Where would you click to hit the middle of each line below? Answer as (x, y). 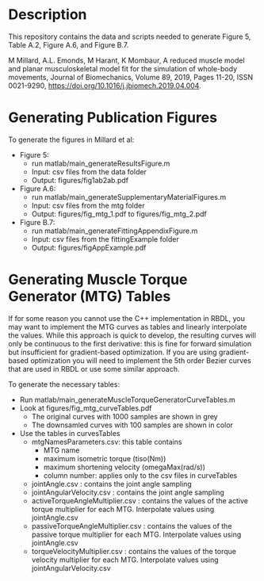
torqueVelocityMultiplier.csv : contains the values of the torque (134, 551)
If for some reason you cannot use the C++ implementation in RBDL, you (127, 318)
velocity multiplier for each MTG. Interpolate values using (125, 560)
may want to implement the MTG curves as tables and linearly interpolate (128, 327)
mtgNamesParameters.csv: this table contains (107, 441)
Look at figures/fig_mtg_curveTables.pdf (86, 408)
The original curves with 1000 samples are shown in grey (124, 416)
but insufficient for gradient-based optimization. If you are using (113, 352)
